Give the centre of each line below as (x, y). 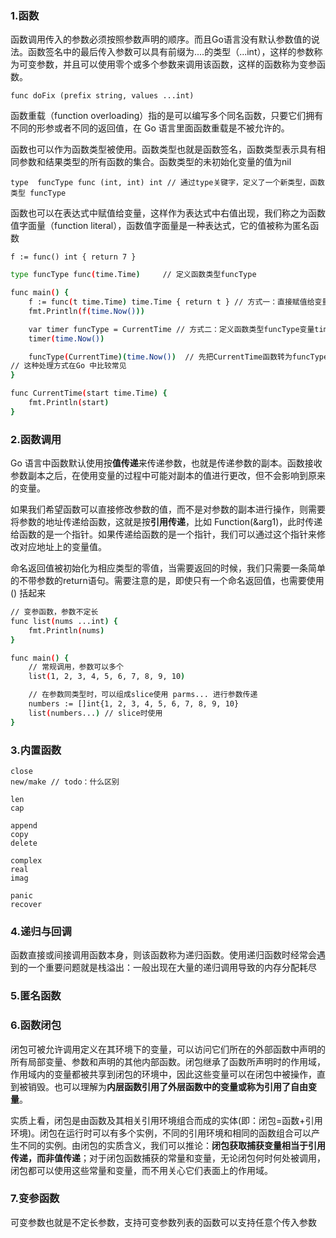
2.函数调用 (36, 439)
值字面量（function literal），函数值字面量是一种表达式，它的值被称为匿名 (160, 226)
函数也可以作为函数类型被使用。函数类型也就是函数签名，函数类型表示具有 (163, 149)
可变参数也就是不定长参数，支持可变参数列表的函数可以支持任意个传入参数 (163, 1222)
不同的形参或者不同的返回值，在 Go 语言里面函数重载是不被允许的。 (150, 128)
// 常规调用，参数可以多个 (76, 667)
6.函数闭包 (36, 1025)
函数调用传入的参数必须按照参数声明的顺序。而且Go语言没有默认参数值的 (161, 39)
